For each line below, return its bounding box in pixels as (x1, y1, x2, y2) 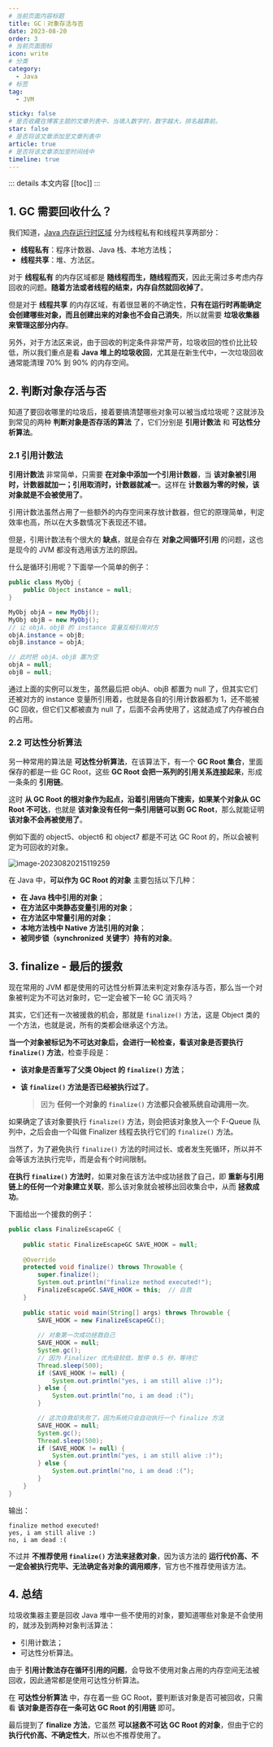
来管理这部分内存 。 (8, 320, 73, 330)
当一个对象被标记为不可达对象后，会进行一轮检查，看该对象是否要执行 (8, 1038, 244, 1048)
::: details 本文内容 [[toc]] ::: (8, 178, 101, 188)
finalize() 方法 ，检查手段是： (8, 1048, 111, 1057)
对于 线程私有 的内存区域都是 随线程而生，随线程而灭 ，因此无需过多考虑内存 (8, 272, 264, 282)
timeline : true (8, 155, 60, 163)
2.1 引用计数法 (8, 449, 63, 460)
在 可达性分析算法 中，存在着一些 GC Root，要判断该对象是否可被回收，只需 (8, 1693, 263, 1702)
